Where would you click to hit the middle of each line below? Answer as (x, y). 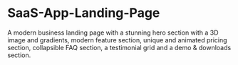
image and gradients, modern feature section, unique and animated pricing (117, 40)
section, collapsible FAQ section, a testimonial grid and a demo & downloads (119, 47)
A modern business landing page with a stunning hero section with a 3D (113, 32)
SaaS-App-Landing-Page (84, 13)
